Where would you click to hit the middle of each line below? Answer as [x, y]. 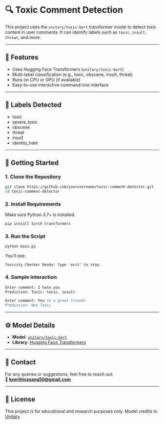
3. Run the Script [25, 237]
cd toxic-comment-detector [32, 192]
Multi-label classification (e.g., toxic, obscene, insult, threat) [72, 74]
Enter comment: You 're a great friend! [46, 301]
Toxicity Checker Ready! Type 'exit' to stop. [53, 265]
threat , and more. [23, 37]
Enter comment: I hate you [32, 287]
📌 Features [22, 57]
